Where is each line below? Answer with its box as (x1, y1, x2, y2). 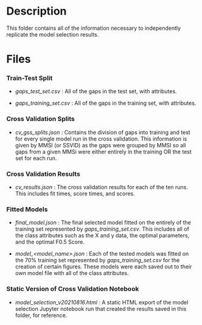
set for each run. (15, 154, 57, 162)
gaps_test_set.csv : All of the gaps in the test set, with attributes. (15, 88, 178, 95)
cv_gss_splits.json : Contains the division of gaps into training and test (15, 128, 190, 136)
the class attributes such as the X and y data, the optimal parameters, (15, 232, 190, 239)
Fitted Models (6, 205, 48, 214)
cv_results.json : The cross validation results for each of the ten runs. (15, 184, 189, 191)
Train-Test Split (6, 74, 53, 83)
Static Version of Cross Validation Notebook (6, 285, 139, 293)
